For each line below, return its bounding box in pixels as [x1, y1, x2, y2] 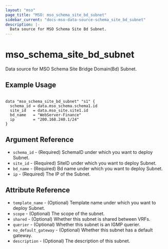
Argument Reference [5, 135, 74, 144]
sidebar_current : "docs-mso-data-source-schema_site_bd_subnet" [5, 17, 146, 22]
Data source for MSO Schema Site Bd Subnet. [10, 27, 107, 32]
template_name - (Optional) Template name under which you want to [12, 199, 156, 206]
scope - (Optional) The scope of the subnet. [12, 210, 105, 217]
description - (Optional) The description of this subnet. [12, 238, 130, 244]
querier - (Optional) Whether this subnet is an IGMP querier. [12, 221, 140, 227]
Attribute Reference [5, 186, 70, 194]
